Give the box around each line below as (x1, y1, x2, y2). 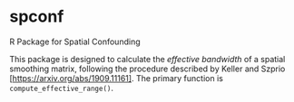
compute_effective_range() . (9, 82, 114, 93)
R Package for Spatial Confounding (9, 36, 141, 47)
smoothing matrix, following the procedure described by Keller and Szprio (9, 63, 286, 74)
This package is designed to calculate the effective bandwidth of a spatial (9, 53, 286, 64)
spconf (9, 6, 64, 27)
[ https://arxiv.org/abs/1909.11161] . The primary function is (9, 72, 224, 83)
